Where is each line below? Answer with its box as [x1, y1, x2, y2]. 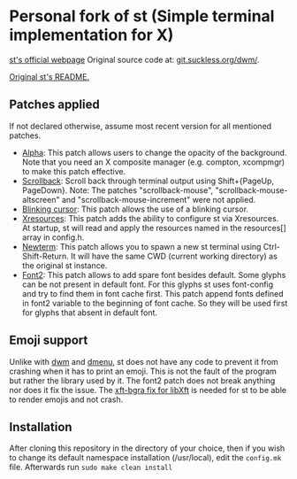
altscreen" [21, 194, 60, 205]
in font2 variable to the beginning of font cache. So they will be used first [21, 297, 288, 308]
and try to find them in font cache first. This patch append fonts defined [21, 288, 285, 298]
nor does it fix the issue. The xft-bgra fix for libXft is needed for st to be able [9, 384, 287, 395]
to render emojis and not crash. [9, 394, 124, 405]
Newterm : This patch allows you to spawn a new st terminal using [21, 241, 262, 251]
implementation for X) [9, 25, 174, 45]
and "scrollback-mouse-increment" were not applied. [61, 194, 256, 205]
